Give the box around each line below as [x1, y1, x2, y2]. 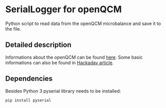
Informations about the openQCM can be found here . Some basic [5, 54, 143, 60]
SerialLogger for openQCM [5, 4, 122, 15]
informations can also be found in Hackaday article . [5, 60, 114, 66]
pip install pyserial [5, 98, 52, 103]
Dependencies [5, 74, 53, 83]
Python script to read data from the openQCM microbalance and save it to [5, 20, 161, 26]
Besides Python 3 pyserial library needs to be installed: [5, 88, 121, 94]
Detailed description [5, 41, 72, 49]
